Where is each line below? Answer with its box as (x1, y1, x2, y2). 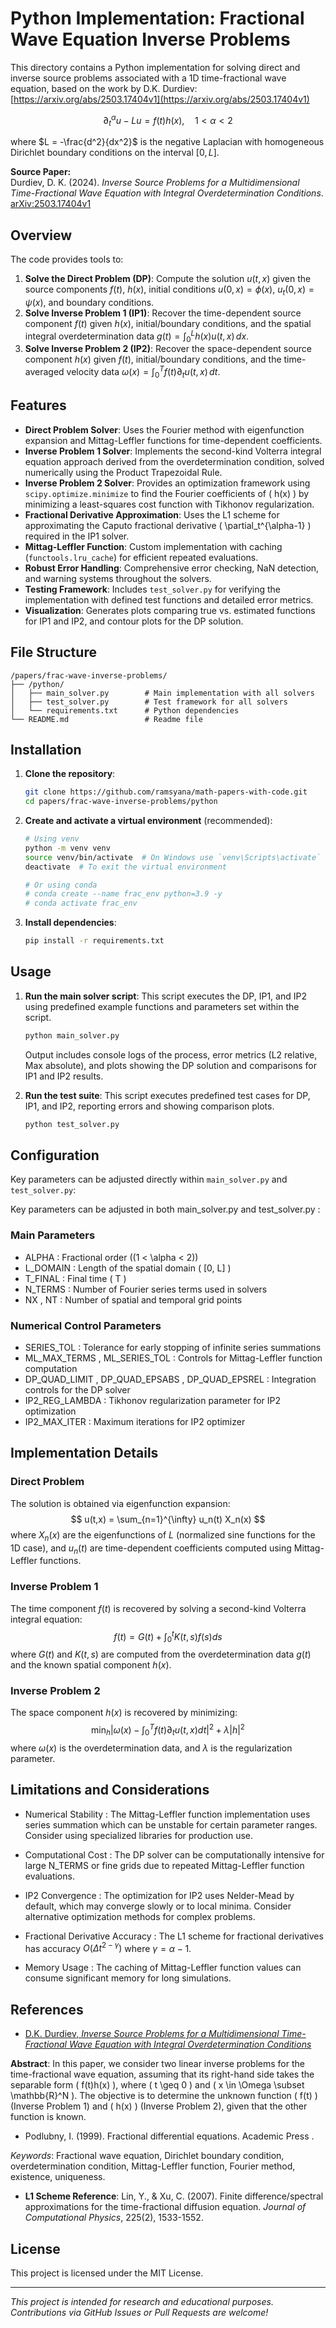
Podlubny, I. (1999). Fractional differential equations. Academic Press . (24, 2130, 315, 2142)
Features (10, 397, 67, 414)
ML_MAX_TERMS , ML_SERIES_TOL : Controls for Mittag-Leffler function (24, 1352, 323, 1364)
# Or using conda (24, 880, 98, 890)
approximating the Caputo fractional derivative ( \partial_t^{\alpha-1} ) (24, 519, 312, 531)
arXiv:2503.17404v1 (10, 198, 92, 210)
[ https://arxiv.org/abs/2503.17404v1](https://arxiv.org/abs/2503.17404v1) (10, 93, 310, 105)
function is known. (10, 2111, 87, 2123)
